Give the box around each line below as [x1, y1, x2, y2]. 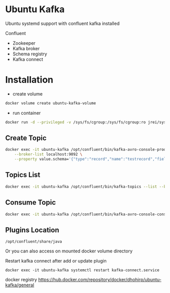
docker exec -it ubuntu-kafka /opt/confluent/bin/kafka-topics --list [5, 184, 157, 189]
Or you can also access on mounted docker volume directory [5, 248, 133, 254]
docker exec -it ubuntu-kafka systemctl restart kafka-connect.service [5, 268, 159, 273]
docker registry [5, 277, 37, 283]
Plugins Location [5, 225, 59, 234]
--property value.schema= [14, 156, 69, 162]
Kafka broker [12, 45, 40, 51]
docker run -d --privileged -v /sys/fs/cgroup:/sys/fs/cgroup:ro [5, 119, 146, 125]
